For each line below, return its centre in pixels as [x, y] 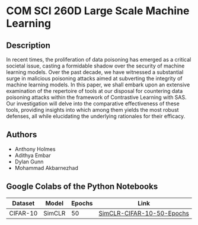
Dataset [23, 203]
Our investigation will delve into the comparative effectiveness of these [93, 104]
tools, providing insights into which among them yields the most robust [92, 110]
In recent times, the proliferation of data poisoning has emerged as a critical [99, 60]
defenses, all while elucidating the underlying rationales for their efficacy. [96, 116]
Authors [22, 135]
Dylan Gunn [29, 162]
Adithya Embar [33, 155]
